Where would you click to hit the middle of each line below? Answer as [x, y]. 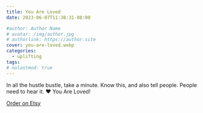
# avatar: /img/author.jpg [40, 34]
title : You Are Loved [34, 12]
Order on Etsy [24, 103]
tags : [13, 62]
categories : [21, 51]
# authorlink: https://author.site [51, 40]
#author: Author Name [34, 28]
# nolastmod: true [29, 68]
